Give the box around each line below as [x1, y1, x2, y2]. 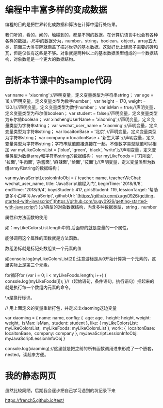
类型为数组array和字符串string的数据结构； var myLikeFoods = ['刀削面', [9, 153, 153, 159]
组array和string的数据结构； [5, 165, 61, 171]
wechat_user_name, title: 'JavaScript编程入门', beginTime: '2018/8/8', [5, 181, 143, 186]
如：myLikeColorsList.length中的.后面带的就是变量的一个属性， [5, 224, 131, 230]
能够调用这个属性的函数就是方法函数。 [5, 235, 81, 241]
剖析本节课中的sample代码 [5, 75, 112, 86]
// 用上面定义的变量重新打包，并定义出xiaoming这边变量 [5, 305, 117, 311]
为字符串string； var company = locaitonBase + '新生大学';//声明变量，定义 [5, 134, 155, 140]
